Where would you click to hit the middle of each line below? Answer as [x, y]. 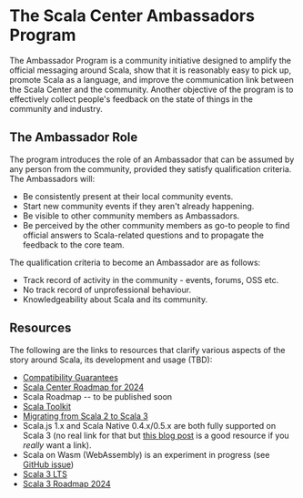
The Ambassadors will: [52, 178]
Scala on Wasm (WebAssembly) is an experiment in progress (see [146, 454]
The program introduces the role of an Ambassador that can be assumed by [152, 159]
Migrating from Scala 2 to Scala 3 [85, 416]
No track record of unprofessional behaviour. [107, 290]
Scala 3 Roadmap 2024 [66, 483]
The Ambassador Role [74, 137]
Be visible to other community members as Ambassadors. [131, 216]
